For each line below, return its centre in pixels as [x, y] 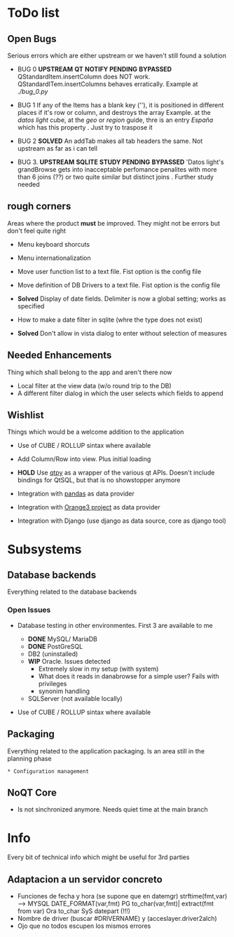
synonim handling [64, 691]
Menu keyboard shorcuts [54, 244]
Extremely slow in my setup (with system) [98, 669]
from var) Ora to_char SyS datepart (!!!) [74, 911]
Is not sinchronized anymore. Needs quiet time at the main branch [112, 809]
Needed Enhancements [60, 355]
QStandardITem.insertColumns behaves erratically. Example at [108, 84]
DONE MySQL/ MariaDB [63, 638]
